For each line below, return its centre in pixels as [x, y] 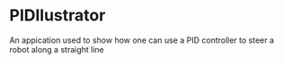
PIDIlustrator [57, 16]
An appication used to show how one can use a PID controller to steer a [142, 40]
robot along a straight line [57, 49]
